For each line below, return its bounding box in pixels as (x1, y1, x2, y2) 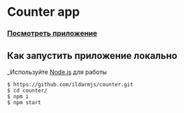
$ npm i (7, 93, 30, 100)
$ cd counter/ (7, 87, 48, 94)
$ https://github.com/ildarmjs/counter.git (7, 81, 134, 88)
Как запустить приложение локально (7, 49, 178, 62)
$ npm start (7, 99, 41, 106)
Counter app (7, 4, 80, 20)
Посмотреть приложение (7, 29, 97, 38)
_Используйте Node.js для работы (7, 68, 108, 76)
